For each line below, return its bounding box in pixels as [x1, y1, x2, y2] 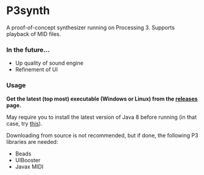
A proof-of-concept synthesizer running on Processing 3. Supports [6, 24, 175, 31]
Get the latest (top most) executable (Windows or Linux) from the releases [6, 95, 198, 102]
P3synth [6, 4, 50, 18]
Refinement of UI [15, 66, 58, 73]
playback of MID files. [6, 30, 62, 37]
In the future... [6, 45, 50, 54]
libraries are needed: [6, 138, 58, 145]
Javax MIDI [15, 163, 44, 170]
